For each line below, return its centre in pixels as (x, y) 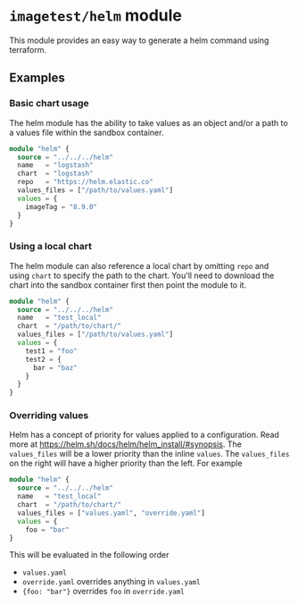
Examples (37, 78)
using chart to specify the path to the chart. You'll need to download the (142, 275)
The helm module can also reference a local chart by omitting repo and (139, 265)
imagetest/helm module (96, 16)
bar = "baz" (55, 367)
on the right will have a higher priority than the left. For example (126, 463)
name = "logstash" (55, 165)
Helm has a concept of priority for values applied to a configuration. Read (144, 435)
